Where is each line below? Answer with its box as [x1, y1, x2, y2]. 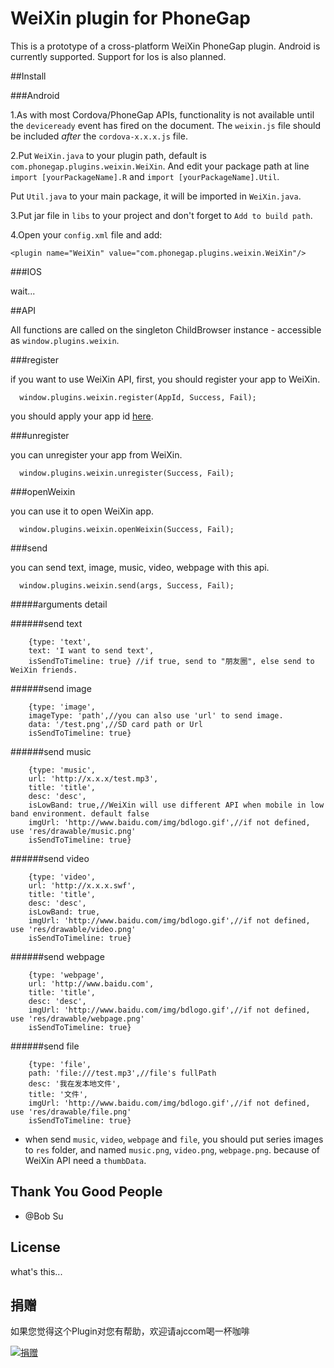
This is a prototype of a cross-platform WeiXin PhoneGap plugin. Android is [10, 40, 321, 52]
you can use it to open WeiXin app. [10, 505, 155, 517]
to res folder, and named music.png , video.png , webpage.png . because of [24, 1143, 321, 1156]
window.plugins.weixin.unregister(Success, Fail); [19, 468, 235, 478]
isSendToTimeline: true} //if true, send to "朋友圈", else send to [28, 656, 315, 666]
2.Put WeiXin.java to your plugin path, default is [10, 149, 207, 161]
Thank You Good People [10, 1183, 163, 1201]
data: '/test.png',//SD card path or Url [28, 719, 203, 729]
